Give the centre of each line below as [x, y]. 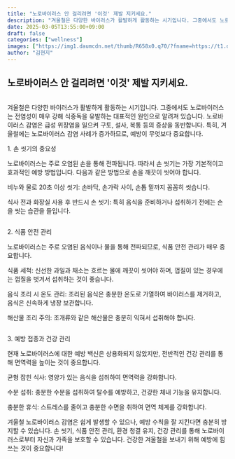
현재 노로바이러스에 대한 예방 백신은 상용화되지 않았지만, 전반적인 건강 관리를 [112, 353]
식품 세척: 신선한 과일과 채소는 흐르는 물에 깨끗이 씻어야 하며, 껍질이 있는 [106, 270]
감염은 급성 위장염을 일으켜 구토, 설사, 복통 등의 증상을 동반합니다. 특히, [122, 125]
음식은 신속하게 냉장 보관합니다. [50, 303]
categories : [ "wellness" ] [45, 40]
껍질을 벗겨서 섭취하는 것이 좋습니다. [64, 279]
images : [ [22, 46]
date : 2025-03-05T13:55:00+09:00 [56, 27]
